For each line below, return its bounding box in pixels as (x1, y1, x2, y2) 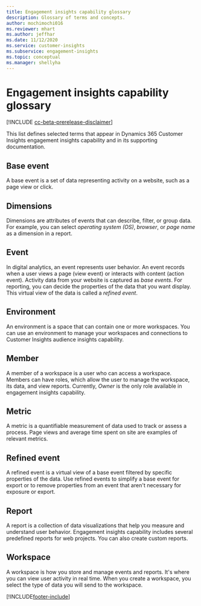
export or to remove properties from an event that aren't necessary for (6, 482, 182, 489)
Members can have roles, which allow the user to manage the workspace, (6, 376, 190, 383)
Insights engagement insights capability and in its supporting (6, 137, 158, 144)
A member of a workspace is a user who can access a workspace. (6, 369, 172, 376)
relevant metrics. (6, 435, 48, 442)
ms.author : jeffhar (6, 32, 56, 38)
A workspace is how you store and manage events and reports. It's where (6, 568, 190, 576)
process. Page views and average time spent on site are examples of (6, 428, 178, 436)
